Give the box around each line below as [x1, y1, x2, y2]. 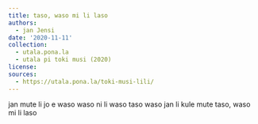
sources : [8, 70, 37, 78]
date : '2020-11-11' [8, 33, 73, 42]
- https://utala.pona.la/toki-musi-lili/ [15, 77, 155, 85]
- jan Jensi [15, 26, 56, 34]
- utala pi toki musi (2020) [15, 56, 112, 64]
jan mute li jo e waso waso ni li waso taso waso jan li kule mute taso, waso [8, 100, 251, 109]
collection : [8, 41, 48, 49]
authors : [8, 19, 37, 27]
